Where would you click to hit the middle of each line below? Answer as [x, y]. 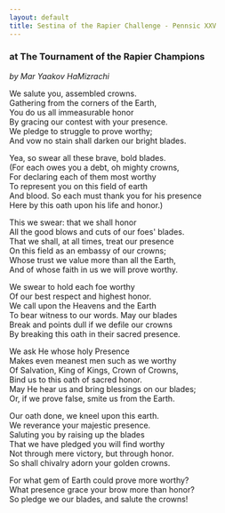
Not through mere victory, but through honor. [92, 453]
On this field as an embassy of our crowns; [88, 251]
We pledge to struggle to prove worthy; [81, 131]
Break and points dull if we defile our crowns [91, 325]
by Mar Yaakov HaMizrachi [59, 76]
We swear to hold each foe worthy [72, 286]
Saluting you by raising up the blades [77, 434]
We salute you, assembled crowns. [73, 93]
